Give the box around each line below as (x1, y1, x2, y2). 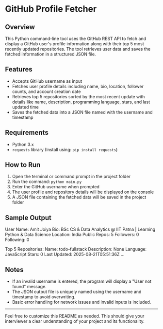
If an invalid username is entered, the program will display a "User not (12, 278, 152, 284)
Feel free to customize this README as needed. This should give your (5, 313, 145, 319)
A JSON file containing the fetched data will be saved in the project (12, 194, 147, 200)
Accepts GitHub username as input (12, 78, 82, 84)
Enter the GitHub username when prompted (12, 184, 99, 190)
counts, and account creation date (12, 89, 81, 94)
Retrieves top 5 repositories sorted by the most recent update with (12, 93, 145, 99)
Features (5, 65, 33, 73)
